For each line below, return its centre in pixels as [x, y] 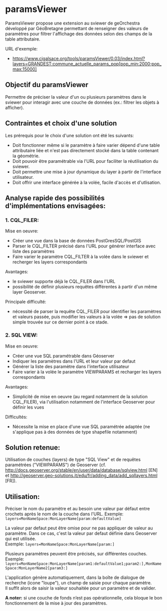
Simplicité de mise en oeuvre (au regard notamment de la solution [80, 396]
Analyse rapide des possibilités [55, 198]
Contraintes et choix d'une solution [61, 123]
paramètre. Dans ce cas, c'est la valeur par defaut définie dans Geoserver [81, 533]
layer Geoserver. [29, 292]
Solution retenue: [33, 447]
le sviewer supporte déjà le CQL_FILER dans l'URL [64, 281]
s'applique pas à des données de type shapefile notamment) [75, 432]
